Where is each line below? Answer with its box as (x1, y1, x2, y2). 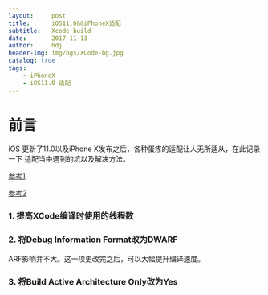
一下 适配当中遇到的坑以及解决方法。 (8, 154, 130, 164)
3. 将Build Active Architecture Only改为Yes (8, 276, 178, 287)
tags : (8, 64, 26, 72)
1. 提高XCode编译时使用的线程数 (8, 211, 134, 222)
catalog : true (8, 57, 56, 65)
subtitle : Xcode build (8, 27, 91, 35)
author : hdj (8, 42, 63, 50)
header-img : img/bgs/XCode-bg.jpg (8, 49, 124, 57)
